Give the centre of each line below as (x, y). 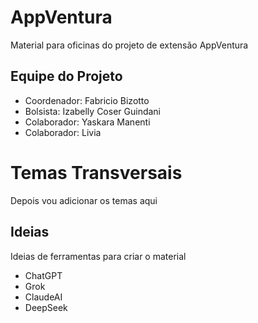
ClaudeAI (43, 297)
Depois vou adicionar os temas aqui (84, 200)
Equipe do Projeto (66, 76)
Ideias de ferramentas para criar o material (98, 256)
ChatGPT (43, 275)
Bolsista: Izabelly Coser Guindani (92, 111)
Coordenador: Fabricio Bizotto (87, 100)
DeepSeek (46, 307)
